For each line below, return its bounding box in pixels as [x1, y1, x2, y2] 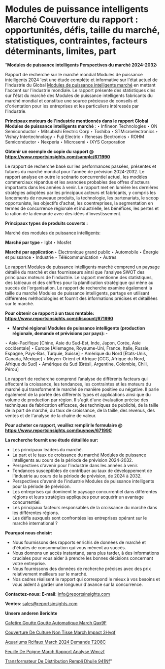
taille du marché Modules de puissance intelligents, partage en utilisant [5, 290, 149, 296]
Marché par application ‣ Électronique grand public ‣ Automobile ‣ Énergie [5, 249, 159, 255]
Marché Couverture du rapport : [5, 14, 138, 25]
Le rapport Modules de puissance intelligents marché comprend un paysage [5, 264, 160, 270]
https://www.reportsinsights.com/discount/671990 [5, 315, 113, 321]
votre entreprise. [12, 560, 46, 566]
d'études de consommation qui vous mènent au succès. [12, 544, 127, 550]
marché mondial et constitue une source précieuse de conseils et [5, 97, 138, 103]
